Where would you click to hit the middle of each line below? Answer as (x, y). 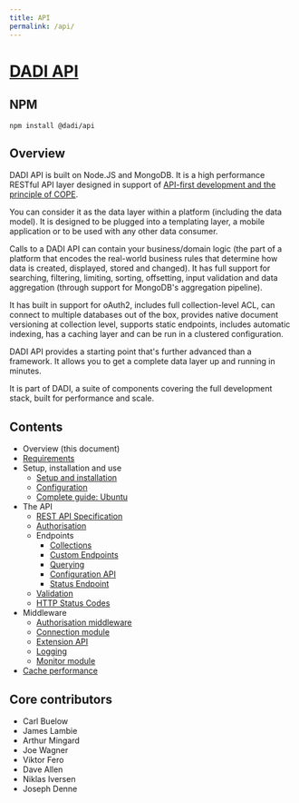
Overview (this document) (71, 449)
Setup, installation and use (72, 468)
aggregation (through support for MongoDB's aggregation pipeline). (136, 288)
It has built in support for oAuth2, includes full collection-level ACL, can (142, 305)
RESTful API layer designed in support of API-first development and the (143, 185)
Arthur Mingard (51, 740)
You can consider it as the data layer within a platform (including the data (146, 212)
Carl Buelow (45, 721)
